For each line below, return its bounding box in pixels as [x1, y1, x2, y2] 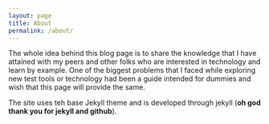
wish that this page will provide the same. [8, 82, 146, 92]
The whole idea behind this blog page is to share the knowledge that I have [8, 49, 257, 58]
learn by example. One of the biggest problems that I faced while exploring [8, 66, 256, 75]
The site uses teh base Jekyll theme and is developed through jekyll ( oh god [8, 98, 261, 108]
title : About [8, 19, 52, 27]
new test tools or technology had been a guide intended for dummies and [8, 74, 251, 84]
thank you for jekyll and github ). [8, 106, 117, 116]
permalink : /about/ [8, 26, 74, 34]
